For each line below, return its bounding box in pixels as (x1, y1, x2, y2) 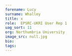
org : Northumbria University (5, 30, 65, 35)
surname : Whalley (5, 12, 41, 17)
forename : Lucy (5, 7, 36, 12)
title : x (5, 16, 23, 21)
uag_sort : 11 (5, 25, 32, 30)
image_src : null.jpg (5, 35, 48, 39)
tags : (5, 43, 16, 48)
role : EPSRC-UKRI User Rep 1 (5, 20, 68, 26)
